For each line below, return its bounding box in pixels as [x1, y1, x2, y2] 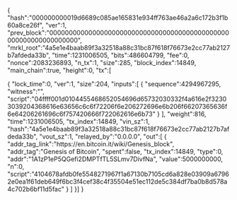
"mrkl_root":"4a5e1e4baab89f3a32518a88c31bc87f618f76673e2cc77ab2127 [7, 44, 231, 52]
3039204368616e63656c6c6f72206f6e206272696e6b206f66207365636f [7, 102, 228, 110]
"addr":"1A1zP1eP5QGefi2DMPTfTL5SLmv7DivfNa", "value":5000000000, [7, 155, 223, 163]
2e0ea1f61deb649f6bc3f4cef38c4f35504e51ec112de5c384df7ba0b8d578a [7, 177, 228, 186]
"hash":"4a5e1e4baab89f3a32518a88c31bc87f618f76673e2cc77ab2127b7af [7, 125, 230, 133]
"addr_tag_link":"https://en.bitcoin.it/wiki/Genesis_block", [7, 140, 175, 148]
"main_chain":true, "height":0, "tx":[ [7, 66, 112, 74]
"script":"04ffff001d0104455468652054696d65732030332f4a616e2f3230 [7, 95, 227, 103]
